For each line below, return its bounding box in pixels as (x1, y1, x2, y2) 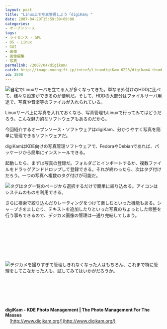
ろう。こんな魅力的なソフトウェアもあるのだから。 (5, 116, 110, 122)
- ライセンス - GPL (5, 35, 42, 40)
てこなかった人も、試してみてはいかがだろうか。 (18, 268, 118, 274)
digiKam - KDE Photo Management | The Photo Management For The (5, 307, 150, 313)
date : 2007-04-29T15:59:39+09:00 (5, 16, 75, 21)
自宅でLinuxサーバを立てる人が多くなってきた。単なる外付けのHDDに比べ (10, 86, 161, 92)
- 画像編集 (5, 53, 25, 59)
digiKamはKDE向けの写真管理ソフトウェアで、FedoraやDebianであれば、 (5, 143, 155, 149)
